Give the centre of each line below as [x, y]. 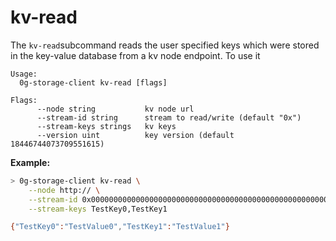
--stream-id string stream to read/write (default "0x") [169, 117]
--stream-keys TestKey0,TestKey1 [98, 209]
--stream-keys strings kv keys [106, 126]
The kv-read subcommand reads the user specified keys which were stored [165, 45]
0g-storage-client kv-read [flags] [93, 82]
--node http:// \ [64, 190]
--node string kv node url [115, 109]
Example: [30, 162]
